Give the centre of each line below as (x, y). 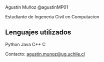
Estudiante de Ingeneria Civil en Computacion (52, 17)
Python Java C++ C (25, 44)
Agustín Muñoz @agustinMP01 (37, 7)
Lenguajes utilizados (38, 32)
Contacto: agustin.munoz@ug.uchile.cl (45, 54)
